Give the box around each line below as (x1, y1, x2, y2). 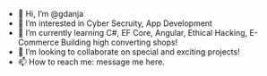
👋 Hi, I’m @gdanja (17, 9, 84, 19)
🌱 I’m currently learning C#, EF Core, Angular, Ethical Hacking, (17, 28, 248, 38)
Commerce (17, 37, 60, 47)
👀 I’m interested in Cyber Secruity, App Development (17, 18, 213, 29)
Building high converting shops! (61, 37, 178, 47)
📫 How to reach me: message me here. (17, 56, 166, 67)
